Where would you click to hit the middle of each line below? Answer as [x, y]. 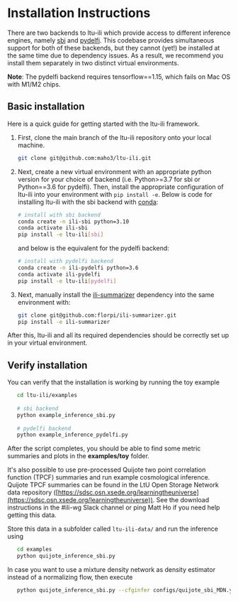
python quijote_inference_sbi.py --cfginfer [84, 590]
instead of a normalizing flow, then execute [70, 578]
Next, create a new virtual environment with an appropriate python [114, 171]
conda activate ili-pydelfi [59, 274]
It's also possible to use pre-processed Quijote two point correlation [107, 470]
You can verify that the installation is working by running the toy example [113, 382]
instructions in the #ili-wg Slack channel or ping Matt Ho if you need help [114, 508]
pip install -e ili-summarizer [64, 322]
